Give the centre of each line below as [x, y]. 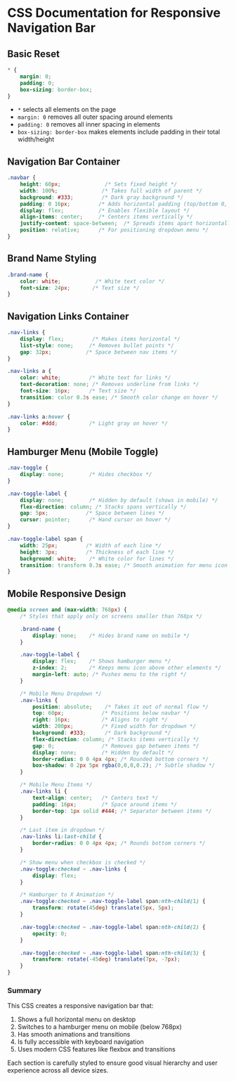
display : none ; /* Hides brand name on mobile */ [111, 635]
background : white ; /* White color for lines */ [97, 558]
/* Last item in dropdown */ [63, 830]
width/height [36, 139]
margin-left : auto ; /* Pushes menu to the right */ [110, 674]
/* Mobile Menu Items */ [56, 785]
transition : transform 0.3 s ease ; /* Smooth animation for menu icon [124, 565]
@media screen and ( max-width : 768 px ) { [67, 610]
